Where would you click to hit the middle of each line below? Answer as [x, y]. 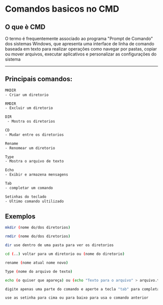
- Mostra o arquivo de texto [34, 161]
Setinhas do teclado [26, 197]
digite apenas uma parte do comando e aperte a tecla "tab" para [72, 289]
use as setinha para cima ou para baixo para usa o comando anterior [77, 298]
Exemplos [20, 216]
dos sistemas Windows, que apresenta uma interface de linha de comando [80, 44]
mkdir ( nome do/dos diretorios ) [38, 228]
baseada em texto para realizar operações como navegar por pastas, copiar [81, 49]
